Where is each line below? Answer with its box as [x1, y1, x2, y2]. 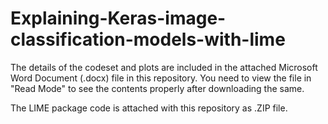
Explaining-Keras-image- [10, 7, 227, 30]
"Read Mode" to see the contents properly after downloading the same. [10, 82, 305, 94]
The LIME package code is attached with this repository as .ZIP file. [10, 102, 288, 114]
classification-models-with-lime [10, 28, 286, 51]
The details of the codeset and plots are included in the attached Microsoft [10, 61, 318, 73]
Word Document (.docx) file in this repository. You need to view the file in [10, 72, 312, 84]
